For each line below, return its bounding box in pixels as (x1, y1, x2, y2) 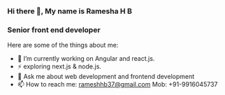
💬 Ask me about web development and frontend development (17, 73, 195, 81)
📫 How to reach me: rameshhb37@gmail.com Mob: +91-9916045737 (17, 80, 218, 89)
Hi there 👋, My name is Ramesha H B (7, 6, 133, 16)
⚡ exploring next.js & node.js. (17, 62, 101, 71)
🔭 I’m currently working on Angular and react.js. (17, 54, 155, 63)
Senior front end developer (7, 24, 101, 34)
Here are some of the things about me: (7, 41, 119, 50)
